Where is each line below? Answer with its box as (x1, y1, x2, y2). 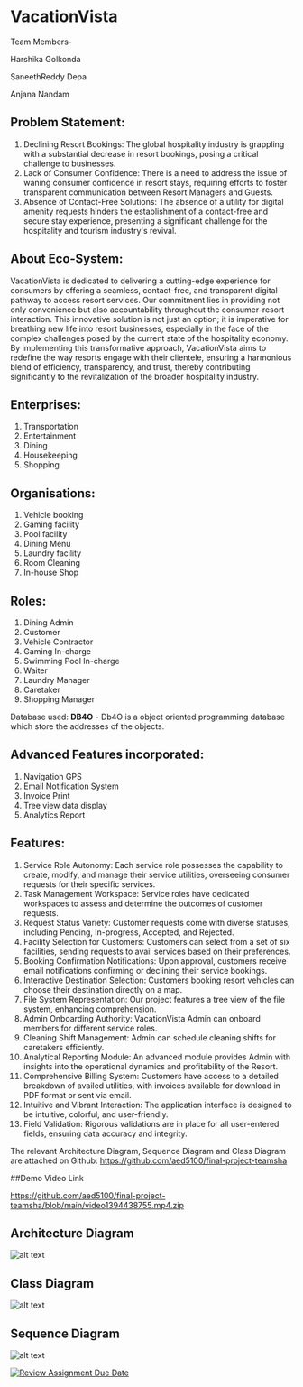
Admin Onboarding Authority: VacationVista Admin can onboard (23, 1013, 261, 1023)
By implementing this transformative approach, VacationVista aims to (10, 342, 267, 353)
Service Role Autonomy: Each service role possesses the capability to (23, 859, 283, 870)
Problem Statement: (10, 115, 125, 130)
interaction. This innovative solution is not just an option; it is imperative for (10, 313, 289, 324)
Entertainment (23, 430, 77, 441)
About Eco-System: (10, 251, 124, 267)
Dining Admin (23, 617, 74, 628)
